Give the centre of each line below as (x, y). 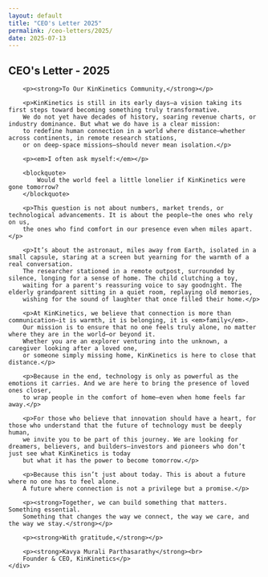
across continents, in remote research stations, (93, 138)
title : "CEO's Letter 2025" (55, 23)
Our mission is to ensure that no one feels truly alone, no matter (140, 328)
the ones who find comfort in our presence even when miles (125, 229)
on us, (19, 222)
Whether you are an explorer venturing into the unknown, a (125, 341)
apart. (242, 229)
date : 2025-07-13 (37, 38)
